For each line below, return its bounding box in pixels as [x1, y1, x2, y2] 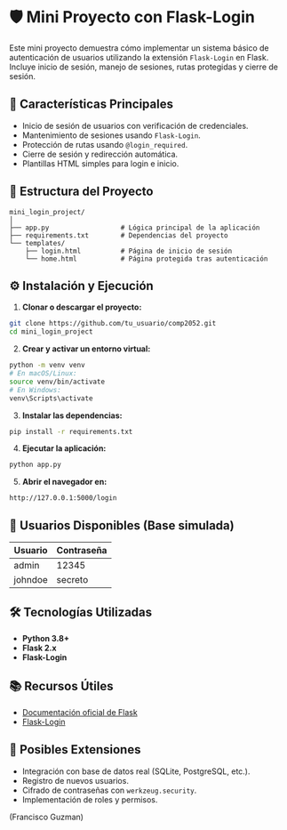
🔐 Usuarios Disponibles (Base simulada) [9, 518, 235, 533]
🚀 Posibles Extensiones [9, 742, 141, 757]
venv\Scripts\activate [9, 393, 93, 403]
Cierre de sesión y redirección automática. [21, 149, 179, 159]
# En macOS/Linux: [9, 369, 77, 378]
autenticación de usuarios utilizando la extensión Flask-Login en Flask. [9, 52, 269, 62]
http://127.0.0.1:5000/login [9, 494, 117, 503]
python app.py [9, 460, 62, 470]
